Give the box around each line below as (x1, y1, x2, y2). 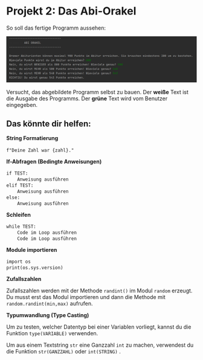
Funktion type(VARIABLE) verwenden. (6, 330, 98, 337)
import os (6, 259, 31, 265)
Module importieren (6, 246, 57, 254)
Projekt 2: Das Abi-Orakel (6, 4, 137, 18)
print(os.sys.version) (6, 265, 63, 271)
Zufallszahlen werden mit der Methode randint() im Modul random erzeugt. (6, 287, 193, 294)
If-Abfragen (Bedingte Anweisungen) (6, 158, 102, 166)
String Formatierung (6, 135, 59, 142)
